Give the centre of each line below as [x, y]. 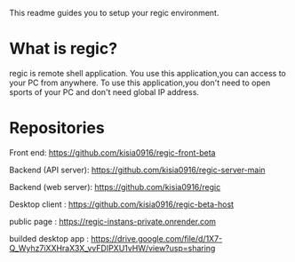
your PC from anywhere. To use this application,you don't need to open [140, 83]
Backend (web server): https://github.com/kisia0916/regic [115, 187]
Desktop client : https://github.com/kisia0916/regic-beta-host [121, 204]
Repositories [57, 128]
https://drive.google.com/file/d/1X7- [156, 238]
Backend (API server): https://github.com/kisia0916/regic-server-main [137, 170]
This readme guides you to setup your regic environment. [114, 13]
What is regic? [64, 49]
